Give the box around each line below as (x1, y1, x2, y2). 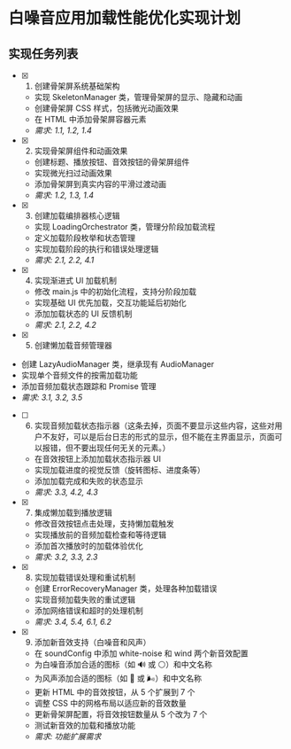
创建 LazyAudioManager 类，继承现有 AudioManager (20, 359, 214, 369)
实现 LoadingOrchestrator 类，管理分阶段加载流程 (34, 222, 216, 231)
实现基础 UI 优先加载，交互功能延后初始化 (34, 298, 187, 308)
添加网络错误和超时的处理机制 (34, 605, 143, 616)
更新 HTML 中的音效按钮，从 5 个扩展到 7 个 (34, 687, 195, 697)
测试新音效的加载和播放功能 (34, 720, 136, 730)
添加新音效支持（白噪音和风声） (34, 637, 151, 647)
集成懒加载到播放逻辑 (34, 507, 112, 518)
